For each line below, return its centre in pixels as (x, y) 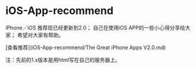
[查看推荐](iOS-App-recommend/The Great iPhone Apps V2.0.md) (86, 47)
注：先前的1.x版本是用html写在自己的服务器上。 (63, 60)
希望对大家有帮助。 (40, 35)
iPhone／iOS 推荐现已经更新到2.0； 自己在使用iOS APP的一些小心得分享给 (95, 27)
